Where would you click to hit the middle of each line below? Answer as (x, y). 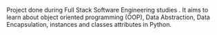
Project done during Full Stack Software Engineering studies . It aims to (107, 10)
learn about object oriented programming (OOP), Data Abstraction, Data (108, 17)
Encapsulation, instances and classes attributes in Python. (89, 24)
